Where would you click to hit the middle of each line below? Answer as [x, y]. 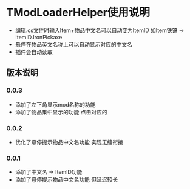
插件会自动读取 [34, 51]
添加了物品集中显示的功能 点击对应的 [61, 112]
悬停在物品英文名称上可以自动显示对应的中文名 [73, 44]
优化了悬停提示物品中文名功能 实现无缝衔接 [69, 142]
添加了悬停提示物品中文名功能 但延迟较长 [66, 180]
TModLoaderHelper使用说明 [78, 12]
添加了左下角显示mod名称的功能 [55, 104]
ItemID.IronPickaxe [39, 37]
